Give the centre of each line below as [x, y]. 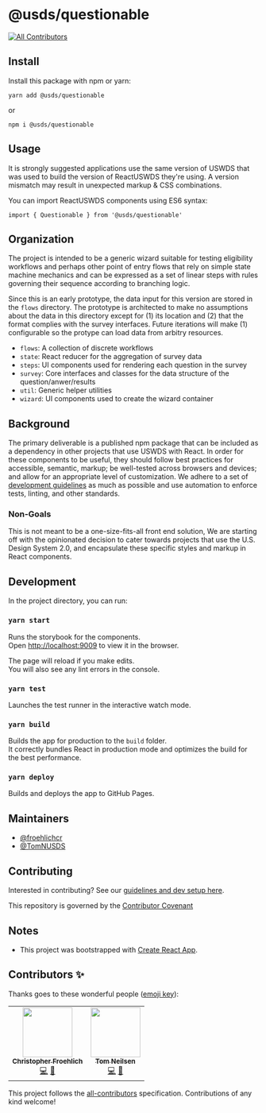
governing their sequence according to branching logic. [99, 284]
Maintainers [39, 819]
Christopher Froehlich [48, 1061]
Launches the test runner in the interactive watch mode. [100, 705]
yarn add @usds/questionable [56, 95]
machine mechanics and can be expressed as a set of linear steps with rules [133, 275]
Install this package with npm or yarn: [69, 80]
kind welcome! [32, 1101]
